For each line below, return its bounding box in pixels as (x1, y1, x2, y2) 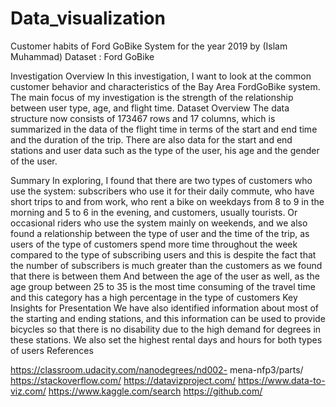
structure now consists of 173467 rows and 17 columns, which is (10, 112, 276, 124)
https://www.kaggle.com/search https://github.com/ (48, 385, 263, 397)
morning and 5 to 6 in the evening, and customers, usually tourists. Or (10, 206, 298, 218)
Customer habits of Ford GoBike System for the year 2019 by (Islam (10, 40, 288, 52)
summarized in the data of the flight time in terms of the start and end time (10, 123, 318, 135)
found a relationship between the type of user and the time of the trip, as (10, 227, 310, 239)
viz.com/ (10, 385, 47, 397)
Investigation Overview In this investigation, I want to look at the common (10, 70, 312, 82)
